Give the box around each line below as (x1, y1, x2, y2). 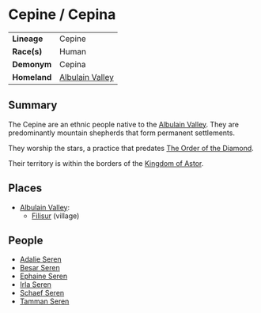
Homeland (12, 71, 52, 82)
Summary (8, 99, 58, 112)
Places (8, 182, 43, 195)
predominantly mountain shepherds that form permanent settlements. (8, 128, 236, 138)
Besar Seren (19, 263, 61, 273)
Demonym (12, 58, 52, 70)
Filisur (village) (31, 211, 80, 221)
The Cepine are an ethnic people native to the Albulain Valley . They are (8, 119, 240, 129)
